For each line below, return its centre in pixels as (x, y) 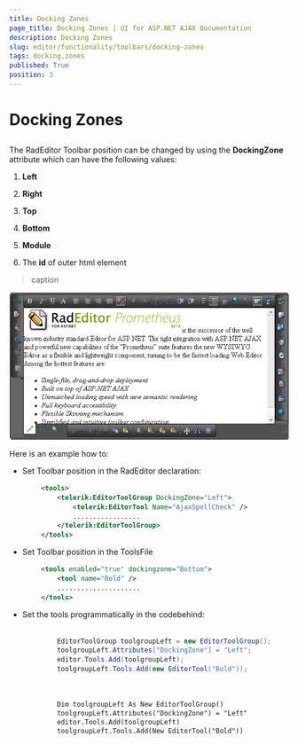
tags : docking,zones (47, 56)
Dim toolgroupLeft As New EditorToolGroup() (140, 704)
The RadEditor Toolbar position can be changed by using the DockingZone (146, 150)
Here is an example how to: (59, 453)
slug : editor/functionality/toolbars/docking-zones (106, 47)
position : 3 (31, 75)
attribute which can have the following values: (93, 160)
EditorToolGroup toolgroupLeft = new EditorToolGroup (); (164, 641)
